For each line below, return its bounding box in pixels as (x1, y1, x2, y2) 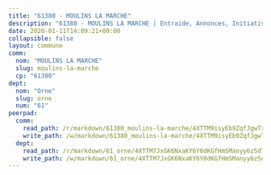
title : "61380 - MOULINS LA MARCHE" (8, 11, 131, 20)
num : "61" (15, 102, 48, 110)
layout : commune (8, 42, 63, 50)
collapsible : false (8, 34, 74, 43)
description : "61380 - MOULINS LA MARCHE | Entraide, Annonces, (8, 19, 229, 27)
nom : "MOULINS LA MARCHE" (15, 57, 103, 65)
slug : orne (15, 94, 52, 102)
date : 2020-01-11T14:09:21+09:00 (8, 27, 121, 35)
